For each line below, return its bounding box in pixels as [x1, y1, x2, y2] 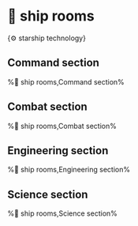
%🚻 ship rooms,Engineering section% [7, 165, 131, 175]
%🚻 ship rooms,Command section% [7, 77, 125, 86]
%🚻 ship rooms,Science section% [7, 209, 117, 218]
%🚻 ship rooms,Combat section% [7, 121, 117, 130]
